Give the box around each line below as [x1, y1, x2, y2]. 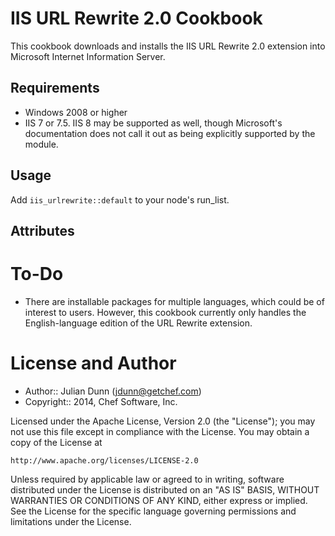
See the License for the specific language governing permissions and [10, 505, 297, 517]
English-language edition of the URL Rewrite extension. [24, 317, 253, 329]
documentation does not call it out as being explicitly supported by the [24, 127, 316, 139]
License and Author [10, 352, 177, 375]
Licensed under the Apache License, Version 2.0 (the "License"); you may [10, 415, 316, 427]
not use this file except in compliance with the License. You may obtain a [10, 425, 310, 437]
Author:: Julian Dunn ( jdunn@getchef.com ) [24, 385, 202, 397]
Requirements [10, 80, 100, 97]
